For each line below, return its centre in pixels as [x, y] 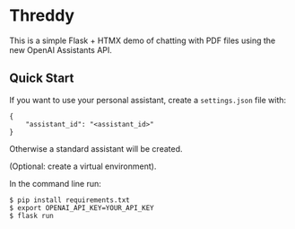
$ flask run [31, 216]
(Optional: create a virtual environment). [83, 166]
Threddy [42, 16]
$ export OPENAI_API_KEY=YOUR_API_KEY [82, 207]
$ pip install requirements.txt [69, 200]
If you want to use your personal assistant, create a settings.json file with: [148, 100]
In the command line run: [55, 183]
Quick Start [42, 79]
